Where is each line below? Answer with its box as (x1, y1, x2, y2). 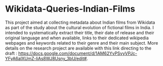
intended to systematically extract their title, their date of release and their (5, 30, 154, 35)
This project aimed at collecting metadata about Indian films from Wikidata (5, 19, 155, 25)
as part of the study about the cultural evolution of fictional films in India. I (5, 24, 154, 30)
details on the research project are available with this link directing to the (5, 45, 152, 51)
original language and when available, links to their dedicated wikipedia (5, 35, 149, 41)
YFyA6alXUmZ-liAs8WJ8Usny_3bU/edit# (5, 55, 87, 61)
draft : (5, 50, 17, 56)
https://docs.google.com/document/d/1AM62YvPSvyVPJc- (18, 50, 138, 56)
